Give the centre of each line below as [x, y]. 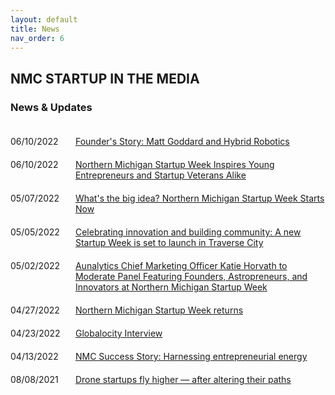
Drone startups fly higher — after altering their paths [183, 380]
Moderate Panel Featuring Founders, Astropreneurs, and [191, 277]
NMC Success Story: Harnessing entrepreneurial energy [191, 357]
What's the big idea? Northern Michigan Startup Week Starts [199, 198]
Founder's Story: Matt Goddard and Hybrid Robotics [182, 142]
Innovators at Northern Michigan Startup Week [171, 287]
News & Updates [51, 107]
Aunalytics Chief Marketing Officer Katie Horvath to [181, 266]
